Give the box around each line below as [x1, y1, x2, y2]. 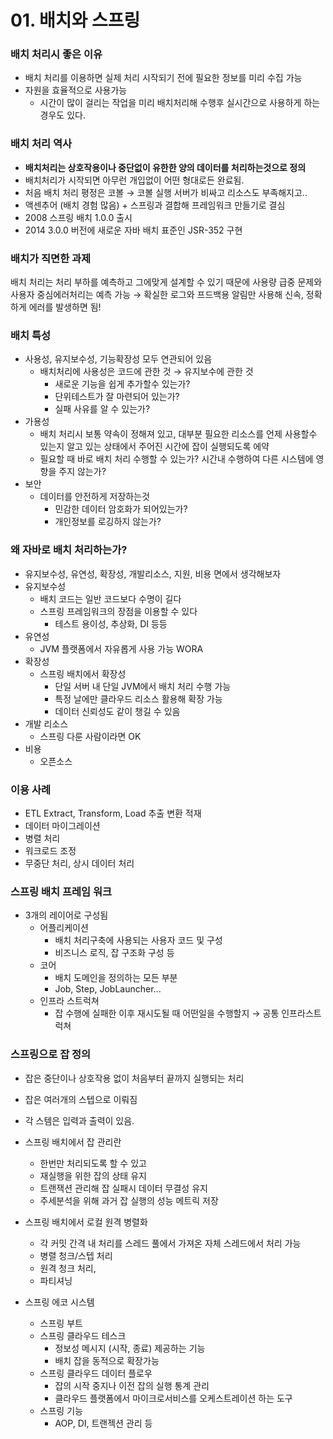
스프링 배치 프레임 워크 [10, 884, 113, 898]
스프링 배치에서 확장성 [39, 667, 127, 680]
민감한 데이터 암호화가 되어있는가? [54, 503, 188, 515]
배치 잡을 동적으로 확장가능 [54, 1354, 160, 1366]
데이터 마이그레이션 [24, 819, 101, 831]
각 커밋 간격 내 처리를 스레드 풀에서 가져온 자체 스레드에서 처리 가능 [39, 1237, 302, 1249]
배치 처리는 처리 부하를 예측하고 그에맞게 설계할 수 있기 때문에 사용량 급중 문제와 [10, 276, 323, 288]
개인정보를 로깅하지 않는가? [54, 516, 162, 528]
